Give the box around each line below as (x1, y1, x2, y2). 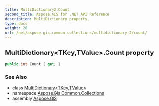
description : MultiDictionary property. (5, 16, 90, 21)
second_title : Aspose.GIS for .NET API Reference (5, 12, 110, 17)
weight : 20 (5, 26, 28, 31)
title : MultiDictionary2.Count (5, 7, 70, 12)
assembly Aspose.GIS (12, 95, 57, 101)
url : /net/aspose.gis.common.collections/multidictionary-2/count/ (5, 30, 148, 35)
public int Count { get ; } (5, 61, 61, 67)
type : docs (5, 21, 28, 26)
